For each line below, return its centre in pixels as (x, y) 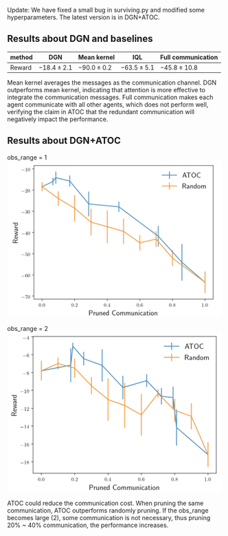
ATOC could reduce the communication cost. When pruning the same (105, 503)
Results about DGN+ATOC (64, 141)
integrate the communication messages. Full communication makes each (110, 97)
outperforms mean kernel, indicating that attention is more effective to (106, 90)
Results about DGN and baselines (80, 39)
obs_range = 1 (27, 157)
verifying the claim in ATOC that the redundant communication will (101, 112)
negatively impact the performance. (58, 119)
